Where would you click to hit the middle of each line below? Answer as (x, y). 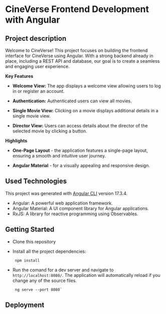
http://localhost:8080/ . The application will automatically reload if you (86, 275)
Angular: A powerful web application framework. (62, 203)
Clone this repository (34, 241)
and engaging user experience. (37, 66)
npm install (27, 260)
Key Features (19, 76)
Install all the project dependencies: (49, 251)
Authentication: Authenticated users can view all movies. (72, 101)
